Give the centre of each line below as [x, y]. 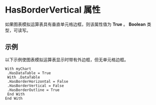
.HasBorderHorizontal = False [38, 81]
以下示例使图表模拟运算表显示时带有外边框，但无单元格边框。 [67, 60]
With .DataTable [24, 77]
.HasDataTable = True [29, 73]
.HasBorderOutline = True [33, 90]
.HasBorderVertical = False [35, 86]
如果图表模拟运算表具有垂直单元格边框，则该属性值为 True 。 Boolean [75, 24]
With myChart [18, 69]
